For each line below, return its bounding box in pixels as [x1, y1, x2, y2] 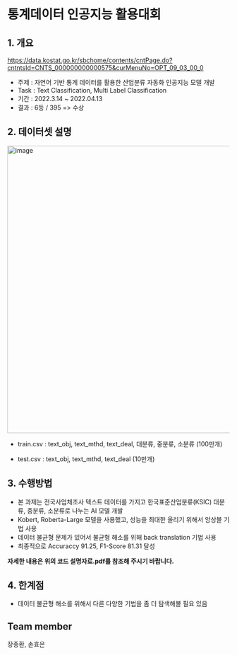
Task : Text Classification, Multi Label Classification [17, 86, 167, 94]
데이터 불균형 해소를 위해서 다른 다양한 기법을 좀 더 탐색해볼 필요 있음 [17, 599, 208, 608]
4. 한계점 [7, 579, 44, 591]
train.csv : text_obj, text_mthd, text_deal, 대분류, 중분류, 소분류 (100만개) [17, 439, 223, 448]
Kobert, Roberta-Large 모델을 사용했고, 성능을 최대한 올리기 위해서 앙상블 [17, 515, 222, 523]
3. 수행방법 [7, 477, 53, 489]
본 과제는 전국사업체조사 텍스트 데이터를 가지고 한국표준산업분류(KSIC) [17, 497, 212, 506]
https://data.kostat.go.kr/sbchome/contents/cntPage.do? [7, 56, 173, 64]
